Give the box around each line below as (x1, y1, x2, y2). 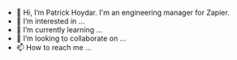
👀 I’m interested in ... (15, 16, 85, 26)
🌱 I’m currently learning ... (15, 25, 103, 34)
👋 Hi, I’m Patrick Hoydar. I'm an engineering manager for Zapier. (15, 8, 230, 17)
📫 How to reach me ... (15, 43, 92, 52)
